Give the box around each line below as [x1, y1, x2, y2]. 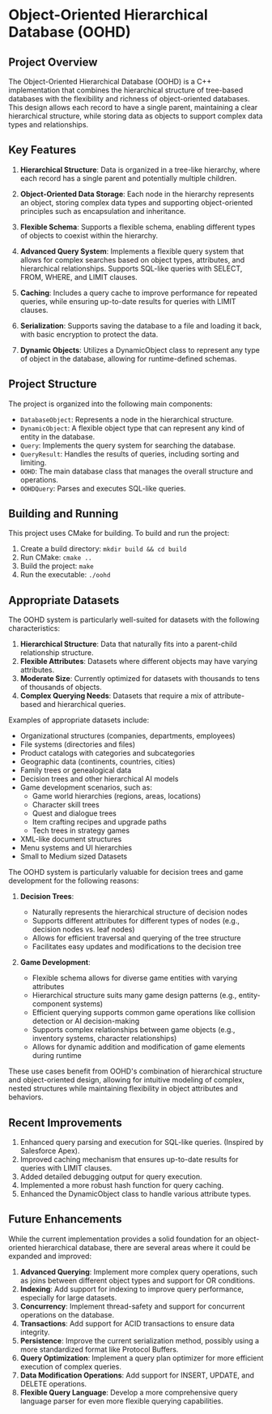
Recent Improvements [8, 1116, 123, 1129]
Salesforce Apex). [19, 1146, 80, 1156]
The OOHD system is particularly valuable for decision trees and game [8, 868, 244, 877]
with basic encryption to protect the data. [19, 329, 159, 339]
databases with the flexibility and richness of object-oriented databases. [8, 94, 250, 103]
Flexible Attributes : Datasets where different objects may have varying [19, 657, 257, 666]
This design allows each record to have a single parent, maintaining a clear [8, 103, 258, 112]
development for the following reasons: [8, 876, 139, 885]
